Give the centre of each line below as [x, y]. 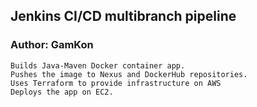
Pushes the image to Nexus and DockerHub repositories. [129, 74]
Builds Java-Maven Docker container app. [98, 65]
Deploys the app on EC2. [62, 92]
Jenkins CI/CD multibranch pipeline [123, 16]
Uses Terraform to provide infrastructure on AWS [116, 83]
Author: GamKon [52, 45]
